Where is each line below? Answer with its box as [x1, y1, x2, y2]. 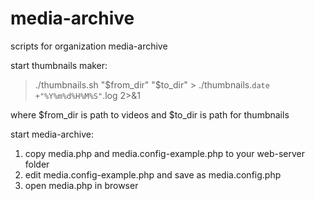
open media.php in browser [24, 179, 139, 191]
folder [24, 158, 50, 170]
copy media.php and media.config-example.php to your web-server [24, 147, 305, 159]
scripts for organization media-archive [10, 40, 168, 52]
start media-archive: [10, 128, 94, 140]
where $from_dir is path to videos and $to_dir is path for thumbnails [10, 108, 290, 121]
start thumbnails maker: [10, 59, 108, 71]
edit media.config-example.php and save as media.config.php [24, 168, 282, 181]
